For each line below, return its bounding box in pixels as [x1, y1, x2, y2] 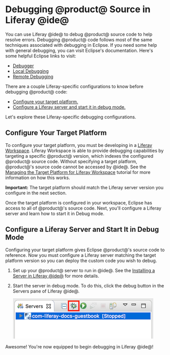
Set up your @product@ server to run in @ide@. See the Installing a [12, 267, 155, 273]
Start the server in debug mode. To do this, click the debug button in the [12, 282, 164, 288]
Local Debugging [12, 68, 49, 74]
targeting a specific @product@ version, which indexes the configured [5, 153, 154, 159]
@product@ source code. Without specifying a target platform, [5, 158, 137, 164]
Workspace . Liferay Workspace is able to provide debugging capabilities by [5, 147, 164, 154]
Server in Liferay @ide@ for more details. [12, 273, 99, 279]
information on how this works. [5, 174, 70, 181]
